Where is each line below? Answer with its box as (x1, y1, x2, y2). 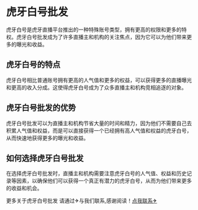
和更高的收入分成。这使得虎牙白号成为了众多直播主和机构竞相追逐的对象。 (6, 84, 187, 91)
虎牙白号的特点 (6, 60, 61, 70)
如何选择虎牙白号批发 (6, 153, 84, 163)
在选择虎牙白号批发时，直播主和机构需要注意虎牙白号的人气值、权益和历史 (6, 170, 187, 177)
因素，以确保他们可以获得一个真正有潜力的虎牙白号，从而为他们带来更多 (16, 178, 192, 185)
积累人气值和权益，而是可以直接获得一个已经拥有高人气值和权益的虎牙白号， (6, 127, 192, 134)
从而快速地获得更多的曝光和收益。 (6, 134, 89, 142)
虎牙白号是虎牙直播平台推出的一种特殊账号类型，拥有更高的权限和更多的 (6, 26, 181, 33)
